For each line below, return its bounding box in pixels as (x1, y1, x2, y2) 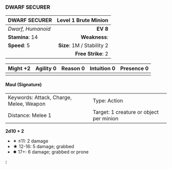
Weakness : (80, 34, 109, 41)
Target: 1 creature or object (93, 108, 159, 115)
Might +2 (8, 65, 31, 72)
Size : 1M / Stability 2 (58, 42, 109, 49)
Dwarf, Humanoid (8, 26, 51, 33)
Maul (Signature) (5, 81, 42, 87)
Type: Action (93, 97, 123, 104)
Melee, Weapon (8, 100, 46, 107)
